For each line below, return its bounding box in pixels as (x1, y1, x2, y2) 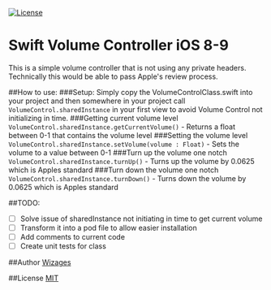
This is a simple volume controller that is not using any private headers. (8, 63, 247, 72)
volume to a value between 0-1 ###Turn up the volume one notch (8, 147, 227, 158)
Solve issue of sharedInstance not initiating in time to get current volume (19, 214, 263, 223)
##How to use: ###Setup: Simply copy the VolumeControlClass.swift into (8, 87, 253, 97)
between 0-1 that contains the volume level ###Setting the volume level (8, 130, 248, 140)
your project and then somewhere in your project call (8, 96, 186, 106)
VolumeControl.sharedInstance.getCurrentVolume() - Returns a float (8, 122, 236, 132)
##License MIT (8, 273, 59, 284)
